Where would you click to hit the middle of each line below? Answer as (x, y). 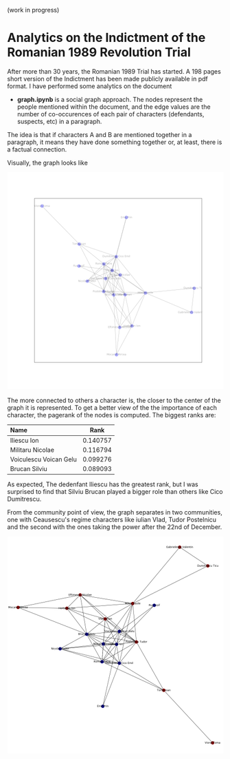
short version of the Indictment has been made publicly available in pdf (107, 79)
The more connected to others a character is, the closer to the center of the (114, 400)
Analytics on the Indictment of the (106, 38)
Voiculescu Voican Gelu (44, 459)
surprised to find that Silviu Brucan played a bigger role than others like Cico (115, 491)
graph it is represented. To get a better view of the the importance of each (112, 407)
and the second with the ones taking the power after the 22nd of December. (115, 527)
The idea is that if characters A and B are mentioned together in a (100, 134)
